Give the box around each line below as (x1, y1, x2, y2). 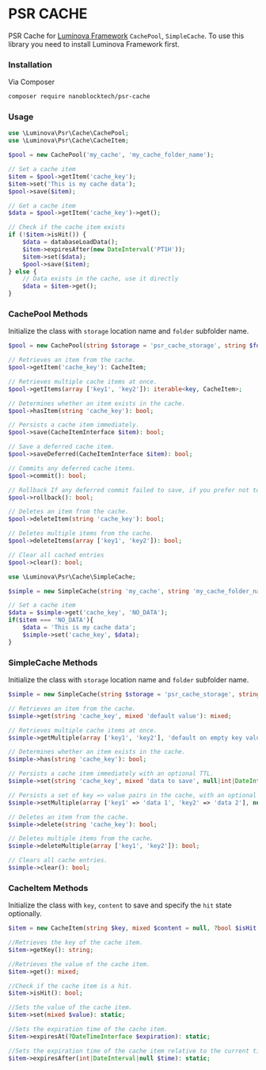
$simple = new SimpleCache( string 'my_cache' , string (8, 587, 190, 595)
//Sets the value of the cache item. (8, 1003, 133, 1011)
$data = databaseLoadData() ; (22, 239, 119, 246)
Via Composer (8, 77, 55, 87)
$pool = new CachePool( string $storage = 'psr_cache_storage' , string (8, 342, 246, 350)
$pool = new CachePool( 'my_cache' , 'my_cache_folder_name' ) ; (8, 151, 215, 159)
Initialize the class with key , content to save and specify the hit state (8, 900, 232, 910)
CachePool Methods (8, 308, 89, 319)
